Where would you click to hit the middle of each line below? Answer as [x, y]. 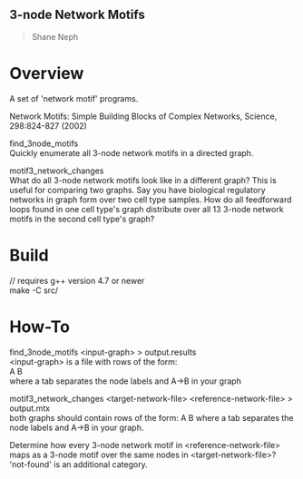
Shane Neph [55, 36]
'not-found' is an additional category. [78, 464]
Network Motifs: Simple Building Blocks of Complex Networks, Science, [143, 116]
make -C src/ [34, 290]
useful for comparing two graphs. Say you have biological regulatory [137, 190]
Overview [47, 73]
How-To [40, 327]
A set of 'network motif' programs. [74, 98]
